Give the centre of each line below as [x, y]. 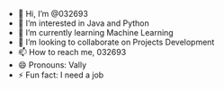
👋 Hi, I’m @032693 [53, 14]
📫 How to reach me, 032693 [72, 52]
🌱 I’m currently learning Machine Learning [95, 32]
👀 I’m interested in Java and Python [84, 23]
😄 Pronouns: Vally [52, 65]
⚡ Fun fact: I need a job [61, 75]
